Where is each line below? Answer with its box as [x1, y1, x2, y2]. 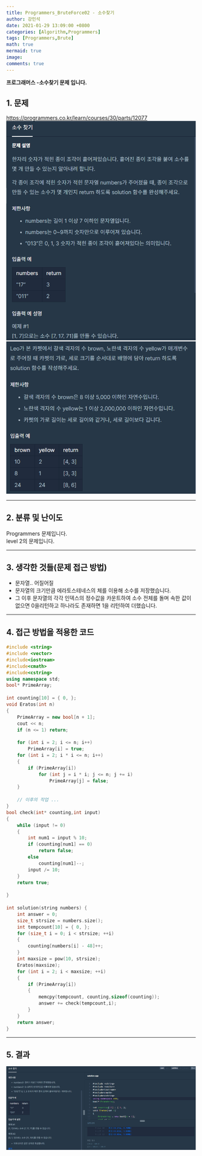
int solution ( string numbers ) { [6, 905, 87, 911]
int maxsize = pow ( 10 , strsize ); [17, 956, 101, 962]
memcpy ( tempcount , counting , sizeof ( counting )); [38, 994, 161, 1000]
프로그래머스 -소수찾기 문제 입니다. [6, 78, 87, 86]
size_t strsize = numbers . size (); [17, 917, 103, 924]
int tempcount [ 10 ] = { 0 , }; [17, 924, 90, 930]
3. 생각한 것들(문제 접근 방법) [6, 562, 107, 572]
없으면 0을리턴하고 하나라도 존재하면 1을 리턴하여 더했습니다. [14, 602, 158, 609]
